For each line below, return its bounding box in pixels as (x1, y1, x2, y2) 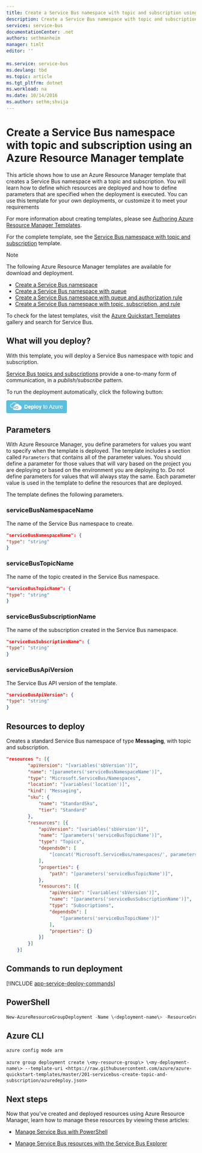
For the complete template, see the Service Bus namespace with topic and (6, 233, 191, 240)
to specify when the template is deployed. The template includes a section (6, 447, 191, 455)
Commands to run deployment (6, 963, 123, 974)
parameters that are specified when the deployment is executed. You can (6, 190, 188, 197)
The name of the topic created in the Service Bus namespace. (6, 573, 160, 580)
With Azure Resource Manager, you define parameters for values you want (6, 441, 191, 448)
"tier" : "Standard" (38, 806, 87, 813)
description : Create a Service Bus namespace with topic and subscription (6, 16, 198, 22)
